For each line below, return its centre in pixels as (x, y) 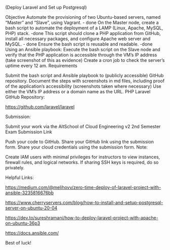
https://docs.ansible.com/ (32, 233)
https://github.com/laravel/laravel (40, 107)
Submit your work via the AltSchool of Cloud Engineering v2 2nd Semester (83, 127)
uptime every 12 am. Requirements (41, 66)
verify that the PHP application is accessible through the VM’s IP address (81, 55)
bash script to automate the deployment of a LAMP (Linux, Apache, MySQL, (84, 28)
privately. (15, 168)
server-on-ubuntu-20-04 (31, 208)
